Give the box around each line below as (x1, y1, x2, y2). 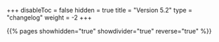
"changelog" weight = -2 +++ (6, 13, 92, 22)
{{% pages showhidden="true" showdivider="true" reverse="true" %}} (6, 27, 212, 35)
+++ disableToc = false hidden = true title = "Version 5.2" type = (6, 6, 192, 14)
